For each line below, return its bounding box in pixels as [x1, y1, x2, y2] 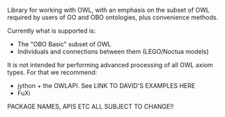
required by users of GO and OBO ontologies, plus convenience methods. [7, 13, 218, 21]
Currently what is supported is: [7, 27, 96, 35]
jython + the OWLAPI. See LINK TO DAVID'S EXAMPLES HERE [17, 82, 196, 89]
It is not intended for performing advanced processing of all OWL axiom [7, 61, 214, 69]
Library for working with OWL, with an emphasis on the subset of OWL [7, 6, 210, 14]
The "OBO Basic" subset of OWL [17, 40, 111, 48]
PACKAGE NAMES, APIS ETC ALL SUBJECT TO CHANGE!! [7, 102, 174, 110]
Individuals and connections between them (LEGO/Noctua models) [17, 48, 209, 55]
